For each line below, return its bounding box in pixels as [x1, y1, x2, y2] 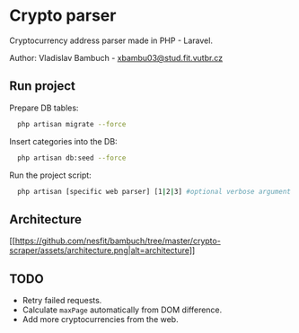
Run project [9, 78, 76, 94]
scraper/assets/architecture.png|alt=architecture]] [9, 245, 196, 256]
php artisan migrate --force [17, 119, 127, 128]
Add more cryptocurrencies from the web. [22, 314, 179, 324]
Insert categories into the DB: [9, 136, 119, 146]
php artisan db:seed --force [17, 153, 127, 162]
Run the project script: [9, 170, 92, 180]
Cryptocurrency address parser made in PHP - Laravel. [9, 35, 214, 46]
